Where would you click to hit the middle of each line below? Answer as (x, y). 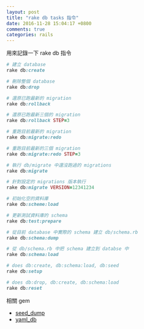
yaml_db (26, 319)
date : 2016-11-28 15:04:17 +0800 (49, 23)
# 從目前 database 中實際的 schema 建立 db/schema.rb (72, 232)
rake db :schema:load (33, 255)
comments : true (26, 29)
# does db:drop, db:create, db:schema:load (63, 282)
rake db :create (26, 70)
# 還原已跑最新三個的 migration (44, 115)
